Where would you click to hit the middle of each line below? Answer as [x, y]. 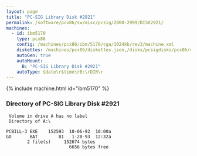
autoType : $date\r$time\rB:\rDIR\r [60, 72]
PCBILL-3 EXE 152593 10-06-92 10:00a [59, 131]
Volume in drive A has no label [48, 116]
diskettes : [30, 50]
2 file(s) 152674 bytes [61, 142]
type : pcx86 [31, 39]
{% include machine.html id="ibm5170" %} [58, 88]
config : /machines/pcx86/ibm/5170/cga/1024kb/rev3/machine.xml [96, 45]
